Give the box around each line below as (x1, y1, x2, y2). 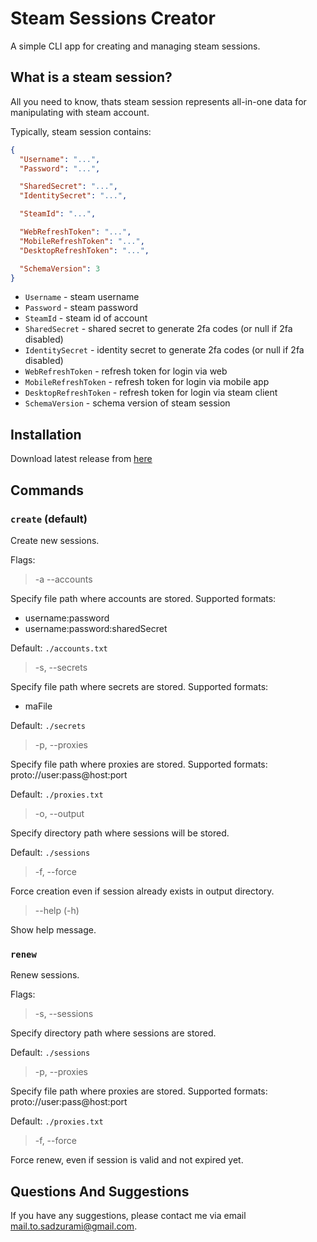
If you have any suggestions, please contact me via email (10, 1209, 247, 1221)
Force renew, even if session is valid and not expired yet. (10, 1154, 244, 1166)
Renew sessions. (10, 969, 80, 981)
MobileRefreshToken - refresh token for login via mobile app (24, 376, 270, 388)
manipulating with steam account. (10, 106, 150, 118)
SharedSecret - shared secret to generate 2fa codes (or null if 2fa (24, 323, 293, 335)
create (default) (10, 512, 88, 526)
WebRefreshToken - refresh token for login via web (24, 365, 228, 377)
